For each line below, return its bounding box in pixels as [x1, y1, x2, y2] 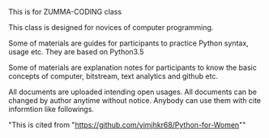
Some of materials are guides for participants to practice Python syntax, [8, 38, 249, 48]
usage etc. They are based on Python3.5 [8, 47, 144, 56]
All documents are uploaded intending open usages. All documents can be [8, 87, 258, 97]
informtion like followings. [8, 105, 95, 114]
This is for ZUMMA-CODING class [8, 7, 122, 16]
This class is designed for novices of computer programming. [8, 23, 214, 32]
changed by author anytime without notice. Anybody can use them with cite [8, 96, 262, 105]
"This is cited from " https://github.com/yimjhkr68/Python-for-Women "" [8, 120, 246, 129]
